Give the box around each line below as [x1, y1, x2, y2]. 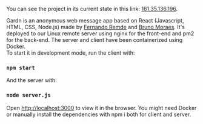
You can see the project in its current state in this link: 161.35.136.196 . [6, 5, 178, 12]
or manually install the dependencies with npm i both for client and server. [6, 111, 191, 118]
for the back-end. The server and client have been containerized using [6, 36, 183, 43]
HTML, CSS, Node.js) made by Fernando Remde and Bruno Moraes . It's [6, 24, 185, 30]
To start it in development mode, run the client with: [6, 49, 135, 57]
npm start [6, 64, 35, 71]
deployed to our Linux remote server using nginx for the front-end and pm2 [6, 30, 195, 37]
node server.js [6, 92, 52, 99]
